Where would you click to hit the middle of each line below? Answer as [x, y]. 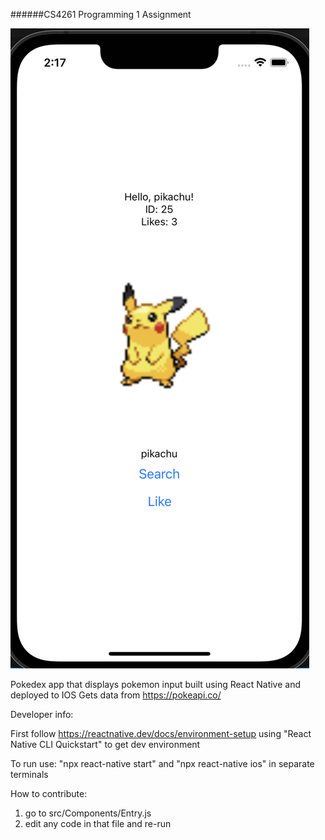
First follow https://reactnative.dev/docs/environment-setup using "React [161, 733]
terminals [29, 774]
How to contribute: [49, 793]
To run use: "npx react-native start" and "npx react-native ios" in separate [162, 763]
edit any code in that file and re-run [98, 823]
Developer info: [42, 714]
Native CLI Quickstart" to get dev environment [105, 744]
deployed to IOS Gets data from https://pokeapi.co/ [116, 695]
